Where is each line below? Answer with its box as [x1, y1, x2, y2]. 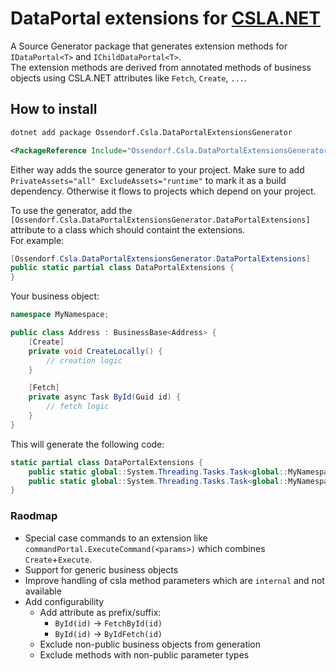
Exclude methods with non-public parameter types [39, 648, 250, 661]
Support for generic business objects [24, 563, 179, 576]
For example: [10, 234, 65, 246]
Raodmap [10, 509, 58, 523]
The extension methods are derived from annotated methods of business [10, 61, 312, 73]
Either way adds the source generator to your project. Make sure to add [10, 163, 305, 176]
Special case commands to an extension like [24, 532, 208, 544]
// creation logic [46, 355, 123, 366]
